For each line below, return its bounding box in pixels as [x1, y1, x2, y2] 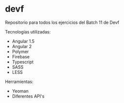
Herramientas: [5, 79, 34, 85]
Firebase [12, 53, 30, 59]
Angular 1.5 [12, 38, 35, 44]
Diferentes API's [12, 93, 45, 99]
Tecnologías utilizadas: [5, 29, 51, 34]
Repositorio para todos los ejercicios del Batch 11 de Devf [5, 19, 120, 25]
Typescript [12, 59, 34, 65]
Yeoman [12, 88, 29, 94]
